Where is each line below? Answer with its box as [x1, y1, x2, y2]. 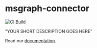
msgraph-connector [5, 3, 90, 14]
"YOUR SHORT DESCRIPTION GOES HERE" [5, 28, 93, 34]
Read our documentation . [5, 37, 56, 44]
